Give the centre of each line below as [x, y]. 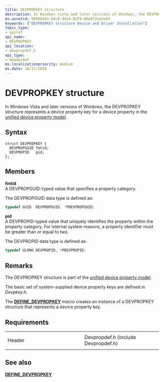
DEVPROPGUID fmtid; [29, 148]
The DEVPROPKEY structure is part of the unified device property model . [79, 278]
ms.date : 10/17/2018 [26, 69]
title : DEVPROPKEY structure [35, 10]
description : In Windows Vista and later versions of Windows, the [75, 14]
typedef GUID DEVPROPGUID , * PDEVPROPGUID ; [50, 207]
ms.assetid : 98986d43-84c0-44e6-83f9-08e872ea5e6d [58, 19]
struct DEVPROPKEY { [26, 143]
